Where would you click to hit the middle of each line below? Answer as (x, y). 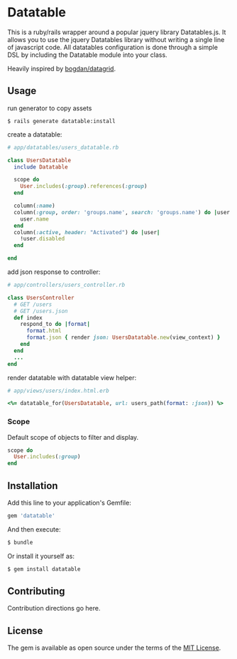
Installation (33, 486)
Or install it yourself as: (41, 556)
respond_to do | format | (55, 325)
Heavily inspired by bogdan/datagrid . (61, 68)
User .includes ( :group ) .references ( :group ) (84, 186)
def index (28, 317)
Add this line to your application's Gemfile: (69, 502)
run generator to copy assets (50, 108)
